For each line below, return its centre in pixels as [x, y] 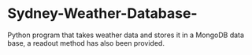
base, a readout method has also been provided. [86, 43]
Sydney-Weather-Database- [102, 14]
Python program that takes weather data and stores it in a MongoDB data [126, 35]
